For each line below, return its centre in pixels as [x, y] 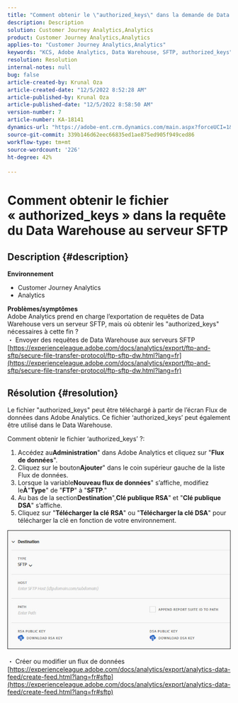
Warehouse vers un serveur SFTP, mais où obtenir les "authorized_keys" [113, 324]
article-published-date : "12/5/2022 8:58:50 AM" [80, 105]
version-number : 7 [34, 112]
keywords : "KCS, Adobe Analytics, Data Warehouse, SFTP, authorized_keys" [120, 52]
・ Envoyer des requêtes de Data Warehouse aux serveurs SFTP [101, 340]
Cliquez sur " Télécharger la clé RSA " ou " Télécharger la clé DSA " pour [122, 513]
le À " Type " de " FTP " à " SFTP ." [62, 490]
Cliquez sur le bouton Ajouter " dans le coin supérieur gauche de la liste [121, 467]
